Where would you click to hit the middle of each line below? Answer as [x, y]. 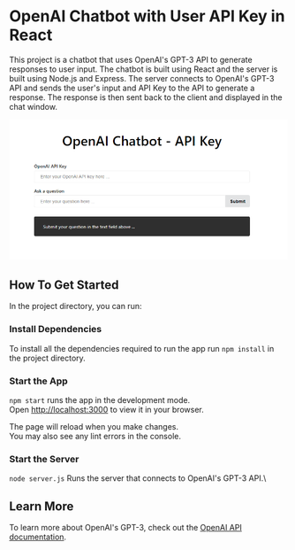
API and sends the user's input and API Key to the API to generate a [132, 88]
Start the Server [44, 459]
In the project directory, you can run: [76, 306]
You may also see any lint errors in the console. [95, 436]
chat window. [33, 106]
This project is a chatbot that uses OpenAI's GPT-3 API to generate [131, 59]
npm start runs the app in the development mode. [100, 399]
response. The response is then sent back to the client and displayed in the [146, 97]
